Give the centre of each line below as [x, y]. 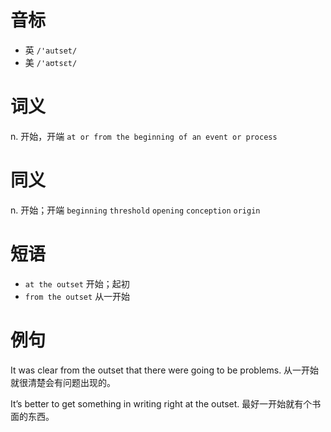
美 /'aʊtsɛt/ [51, 62]
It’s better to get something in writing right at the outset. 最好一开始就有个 [161, 403]
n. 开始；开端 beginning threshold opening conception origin [135, 210]
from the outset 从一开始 [77, 296]
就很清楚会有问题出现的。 [63, 382]
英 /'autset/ [51, 50]
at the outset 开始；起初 [77, 283]
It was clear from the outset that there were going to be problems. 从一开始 [165, 370]
